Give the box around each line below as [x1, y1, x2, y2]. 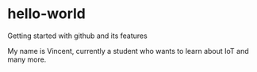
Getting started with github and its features [7, 31, 148, 40]
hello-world [7, 5, 86, 23]
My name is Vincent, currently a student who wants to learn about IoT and [7, 46, 249, 55]
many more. [7, 55, 47, 64]
